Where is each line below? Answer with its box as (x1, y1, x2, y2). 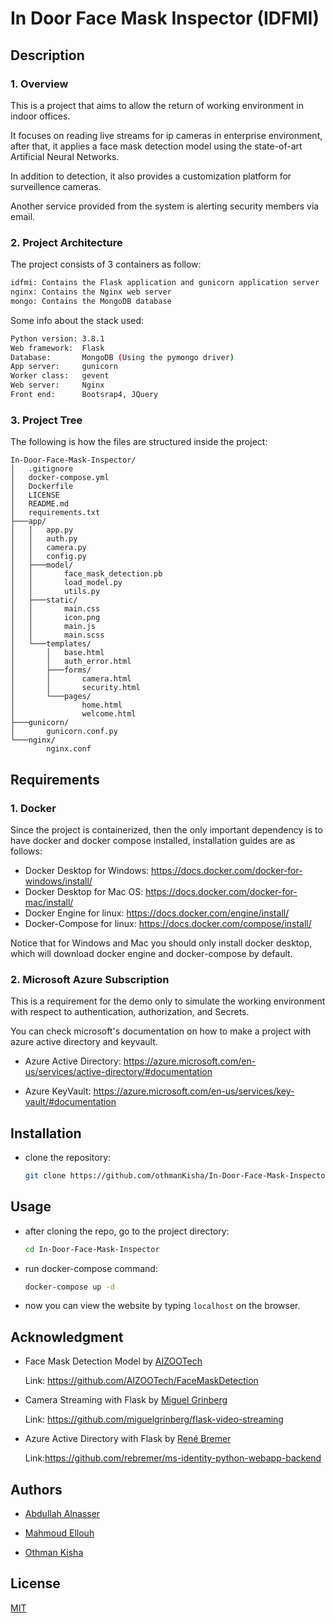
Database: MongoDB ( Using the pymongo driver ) (10, 352, 235, 362)
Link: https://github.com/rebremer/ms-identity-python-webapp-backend (24, 1452, 322, 1464)
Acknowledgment (10, 1328, 124, 1346)
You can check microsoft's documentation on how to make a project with (10, 1025, 312, 1037)
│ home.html (10, 700, 123, 711)
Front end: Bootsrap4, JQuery (10, 390, 159, 400)
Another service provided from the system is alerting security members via (10, 200, 320, 212)
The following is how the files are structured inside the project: (10, 436, 268, 448)
